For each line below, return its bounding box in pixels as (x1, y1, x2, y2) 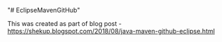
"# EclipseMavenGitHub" (7, 6, 80, 14)
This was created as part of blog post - (7, 20, 122, 27)
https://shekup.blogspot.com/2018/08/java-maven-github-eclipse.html (7, 27, 216, 35)
